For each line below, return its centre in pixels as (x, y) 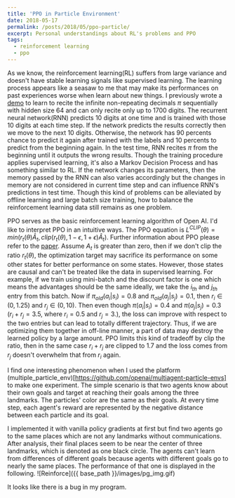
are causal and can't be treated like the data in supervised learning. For (110, 272)
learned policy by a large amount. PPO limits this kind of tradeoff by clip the (116, 339)
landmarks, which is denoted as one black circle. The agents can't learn (111, 451)
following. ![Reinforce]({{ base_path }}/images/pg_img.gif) (91, 473)
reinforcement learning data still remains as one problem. (90, 207)
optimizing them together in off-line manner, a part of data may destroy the (115, 331)
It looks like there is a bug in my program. (67, 487)
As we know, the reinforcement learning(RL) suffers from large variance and (117, 73)
